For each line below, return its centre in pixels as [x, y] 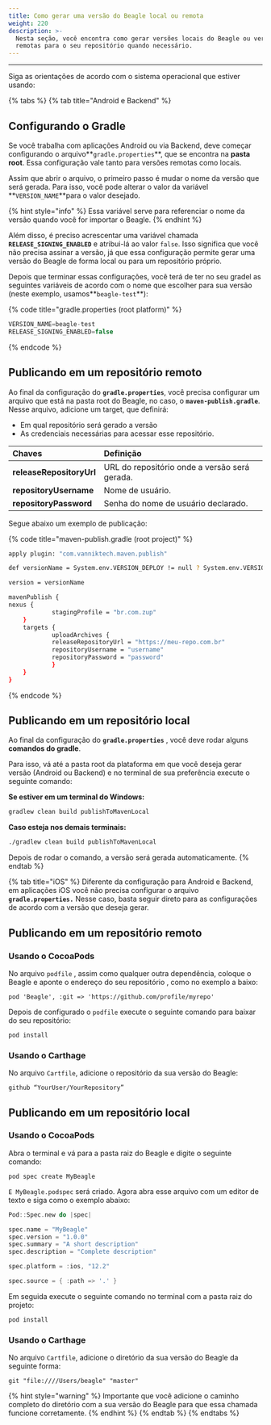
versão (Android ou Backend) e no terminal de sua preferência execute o [129, 773]
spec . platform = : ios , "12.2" [59, 1267]
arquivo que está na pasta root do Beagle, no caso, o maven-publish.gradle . [134, 400]
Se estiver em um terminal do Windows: [77, 797]
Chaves [27, 453]
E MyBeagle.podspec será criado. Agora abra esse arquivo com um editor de [134, 1191]
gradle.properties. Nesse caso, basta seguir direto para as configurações [133, 899]
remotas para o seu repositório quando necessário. [104, 46]
